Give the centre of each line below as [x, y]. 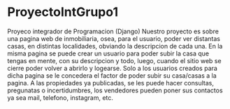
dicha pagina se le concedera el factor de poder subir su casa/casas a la [112, 75]
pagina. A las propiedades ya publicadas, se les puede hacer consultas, [111, 83]
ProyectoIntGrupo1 [63, 12]
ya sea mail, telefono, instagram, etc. [60, 97]
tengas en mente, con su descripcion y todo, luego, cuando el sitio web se [114, 60]
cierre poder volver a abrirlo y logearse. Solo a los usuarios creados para [113, 68]
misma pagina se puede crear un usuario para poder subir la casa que [108, 53]
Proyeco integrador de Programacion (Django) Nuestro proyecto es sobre [113, 31]
